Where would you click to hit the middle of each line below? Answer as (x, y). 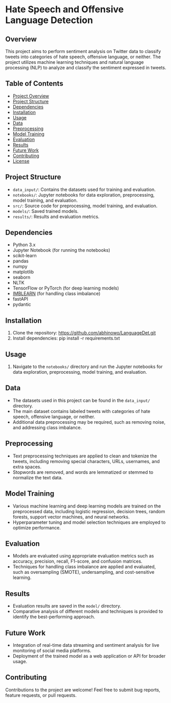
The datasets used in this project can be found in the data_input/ (81, 400)
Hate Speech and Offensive (65, 9)
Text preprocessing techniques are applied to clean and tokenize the (85, 456)
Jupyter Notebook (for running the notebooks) (62, 250)
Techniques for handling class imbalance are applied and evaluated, (84, 567)
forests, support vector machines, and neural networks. (71, 517)
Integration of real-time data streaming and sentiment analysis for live (86, 645)
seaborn (21, 277)
